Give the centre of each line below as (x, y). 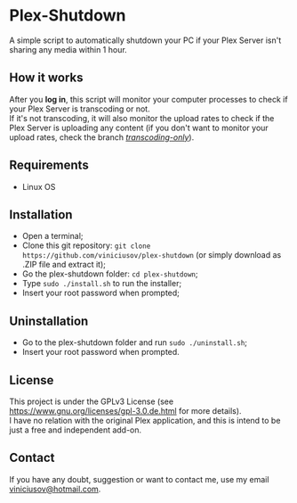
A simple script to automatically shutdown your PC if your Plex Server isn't (145, 40)
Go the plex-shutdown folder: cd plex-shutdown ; (110, 274)
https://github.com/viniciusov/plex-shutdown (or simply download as (152, 255)
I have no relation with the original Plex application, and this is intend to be (145, 421)
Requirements (49, 165)
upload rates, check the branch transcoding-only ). (102, 137)
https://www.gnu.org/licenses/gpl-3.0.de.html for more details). (125, 411)
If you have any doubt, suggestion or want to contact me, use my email (139, 479)
